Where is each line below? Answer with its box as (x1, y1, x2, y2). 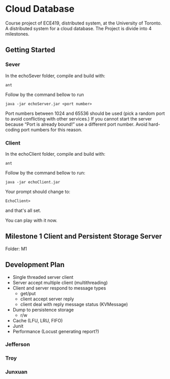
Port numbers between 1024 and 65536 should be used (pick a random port (5, 110, 165, 116)
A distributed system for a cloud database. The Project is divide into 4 (5, 25, 152, 31)
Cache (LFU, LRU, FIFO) (12, 317, 63, 323)
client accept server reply (20, 296, 74, 302)
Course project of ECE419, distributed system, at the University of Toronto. (5, 20, 162, 26)
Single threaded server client (12, 274, 74, 280)
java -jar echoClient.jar (5, 179, 60, 184)
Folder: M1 (5, 246, 27, 252)
